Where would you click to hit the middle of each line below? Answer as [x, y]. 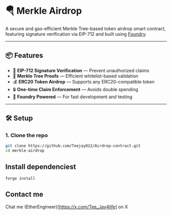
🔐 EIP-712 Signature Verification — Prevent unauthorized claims [81, 70]
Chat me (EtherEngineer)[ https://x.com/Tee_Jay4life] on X [67, 207]
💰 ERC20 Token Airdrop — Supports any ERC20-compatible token [84, 81]
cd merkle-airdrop [25, 151]
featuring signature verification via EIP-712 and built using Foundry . [76, 34]
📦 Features [24, 56]
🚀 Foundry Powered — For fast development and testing [72, 97]
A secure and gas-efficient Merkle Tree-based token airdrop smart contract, [86, 28]
